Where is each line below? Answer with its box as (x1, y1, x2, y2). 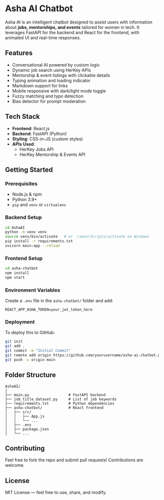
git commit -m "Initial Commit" (5, 348, 71, 353)
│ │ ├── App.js (5, 414, 45, 419)
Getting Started (5, 165, 53, 174)
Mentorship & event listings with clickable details (12, 72, 110, 78)
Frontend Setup (5, 255, 43, 262)
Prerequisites (5, 180, 38, 187)
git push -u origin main (5, 357, 56, 362)
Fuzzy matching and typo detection (12, 93, 84, 99)
